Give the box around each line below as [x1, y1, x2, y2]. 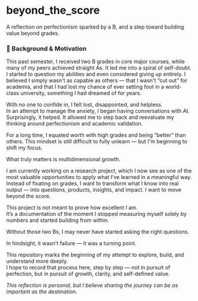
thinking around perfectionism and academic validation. [6, 120, 143, 127]
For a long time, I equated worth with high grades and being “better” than [6, 131, 186, 139]
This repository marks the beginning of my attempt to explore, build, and [6, 251, 184, 259]
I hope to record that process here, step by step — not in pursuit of [6, 264, 171, 271]
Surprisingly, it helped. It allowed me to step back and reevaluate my [6, 114, 174, 121]
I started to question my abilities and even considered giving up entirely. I [6, 71, 186, 78]
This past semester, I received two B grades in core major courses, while [6, 58, 185, 65]
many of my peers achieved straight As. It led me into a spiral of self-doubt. [6, 64, 192, 71]
